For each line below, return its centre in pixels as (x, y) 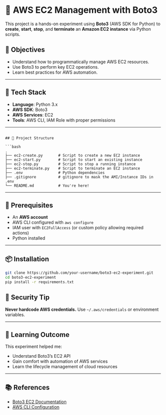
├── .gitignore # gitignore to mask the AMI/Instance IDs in (79, 177)
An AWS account (30, 217)
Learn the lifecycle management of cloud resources (65, 367)
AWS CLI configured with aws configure (53, 222)
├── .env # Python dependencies (55, 172)
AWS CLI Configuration (36, 407)
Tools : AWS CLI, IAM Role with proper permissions (64, 120)
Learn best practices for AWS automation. (55, 72)
